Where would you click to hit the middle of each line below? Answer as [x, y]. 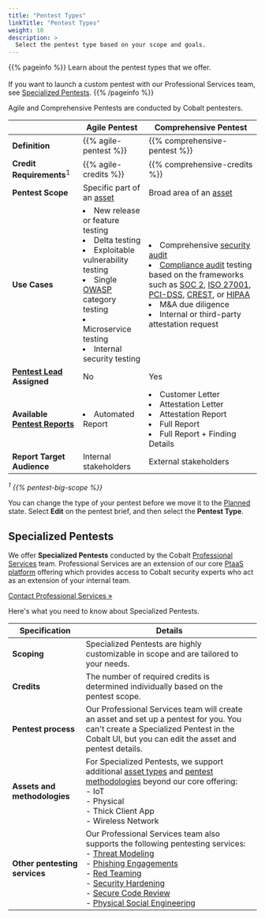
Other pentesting [45, 863]
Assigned [30, 382]
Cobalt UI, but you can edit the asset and [161, 739]
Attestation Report [193, 414]
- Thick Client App [120, 811]
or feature [101, 221]
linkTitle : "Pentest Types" [54, 23]
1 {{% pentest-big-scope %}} [55, 487]
